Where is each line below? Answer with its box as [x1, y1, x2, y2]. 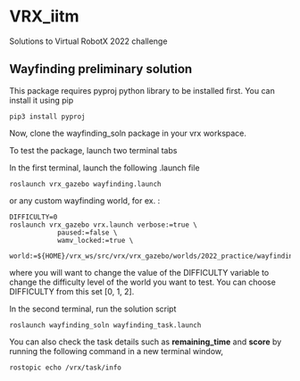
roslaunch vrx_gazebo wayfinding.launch [9, 179, 162, 188]
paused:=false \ [56, 228, 118, 237]
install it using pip [9, 95, 74, 105]
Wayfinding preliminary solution [9, 62, 193, 77]
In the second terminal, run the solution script [9, 303, 177, 314]
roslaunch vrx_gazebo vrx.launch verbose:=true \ [9, 220, 198, 229]
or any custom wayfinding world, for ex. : [9, 195, 161, 206]
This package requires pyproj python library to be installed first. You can [9, 85, 275, 95]
